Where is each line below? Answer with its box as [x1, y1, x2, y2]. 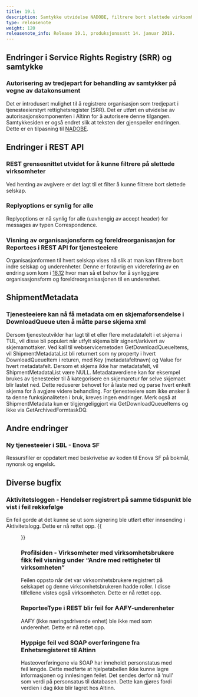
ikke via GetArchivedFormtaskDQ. [6, 406, 88, 413]
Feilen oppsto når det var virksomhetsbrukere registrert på [21, 577, 163, 584]
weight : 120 [6, 25, 35, 31]
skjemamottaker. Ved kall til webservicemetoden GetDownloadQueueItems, [6, 343, 189, 351]
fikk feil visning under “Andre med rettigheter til [21, 556, 161, 564]
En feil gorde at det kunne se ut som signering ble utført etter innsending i [6, 517, 186, 524]
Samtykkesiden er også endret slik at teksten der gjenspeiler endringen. [6, 119, 181, 126]
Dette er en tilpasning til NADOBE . [6, 125, 88, 132]
